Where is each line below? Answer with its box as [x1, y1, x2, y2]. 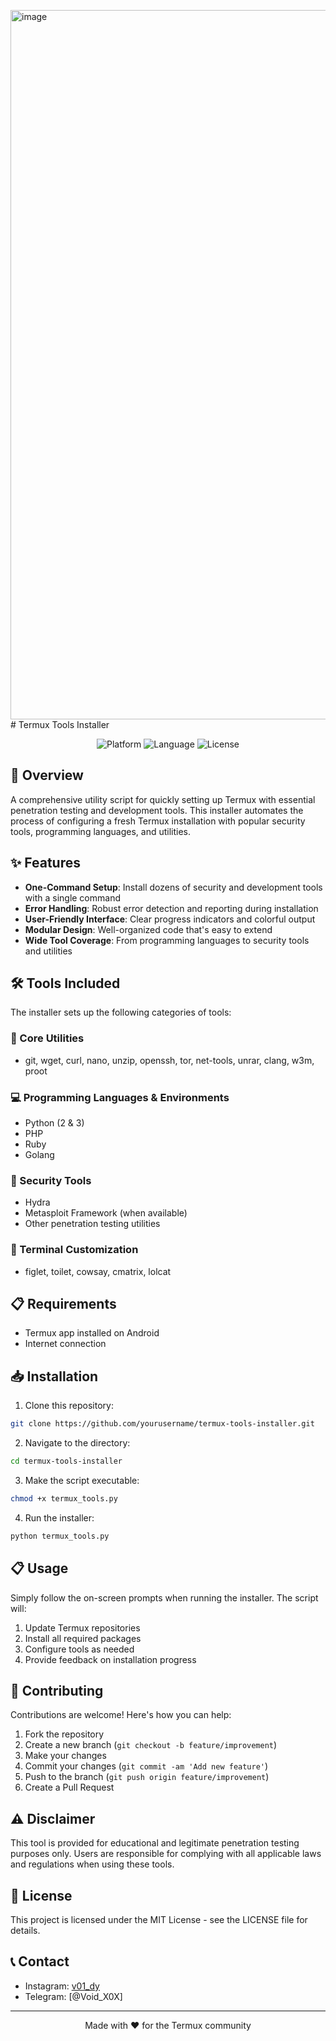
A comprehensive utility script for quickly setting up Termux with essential [10, 793, 316, 805]
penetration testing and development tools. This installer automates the [10, 804, 304, 816]
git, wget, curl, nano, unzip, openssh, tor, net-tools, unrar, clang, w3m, [24, 1054, 315, 1066]
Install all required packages [24, 1632, 142, 1644]
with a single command [24, 891, 121, 904]
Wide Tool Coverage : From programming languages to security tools [24, 934, 310, 946]
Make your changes [24, 1750, 107, 1762]
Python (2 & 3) [24, 1117, 85, 1129]
